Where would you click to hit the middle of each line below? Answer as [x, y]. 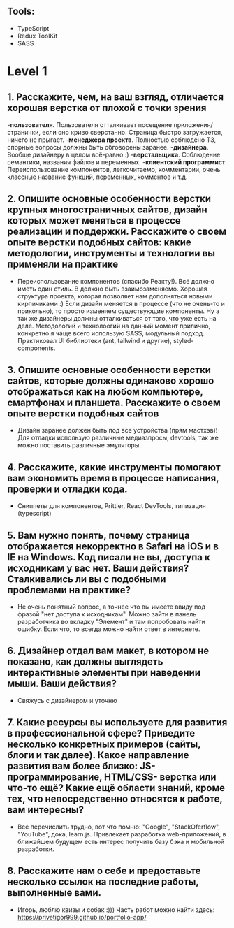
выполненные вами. [54, 893]
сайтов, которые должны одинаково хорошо [111, 381]
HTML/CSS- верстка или [160, 777]
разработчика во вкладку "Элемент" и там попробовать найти [111, 622]
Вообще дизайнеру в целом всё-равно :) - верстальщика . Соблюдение [114, 154]
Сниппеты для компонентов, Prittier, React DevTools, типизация [111, 506]
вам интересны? [45, 810]
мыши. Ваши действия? [62, 684]
